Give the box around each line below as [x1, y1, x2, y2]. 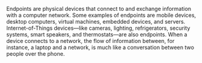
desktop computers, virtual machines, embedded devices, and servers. [6, 18, 186, 25]
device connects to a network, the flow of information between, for [6, 38, 175, 44]
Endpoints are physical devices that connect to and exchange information [6, 5, 192, 12]
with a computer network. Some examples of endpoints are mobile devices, [6, 12, 197, 19]
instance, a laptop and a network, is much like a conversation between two [6, 44, 194, 51]
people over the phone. [6, 50, 65, 57]
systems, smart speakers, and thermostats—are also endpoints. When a [6, 31, 187, 38]
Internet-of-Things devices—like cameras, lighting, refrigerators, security [6, 24, 190, 31]
